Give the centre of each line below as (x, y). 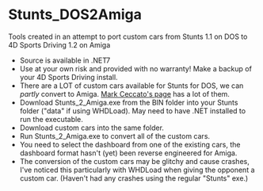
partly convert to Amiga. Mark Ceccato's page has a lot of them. (124, 94)
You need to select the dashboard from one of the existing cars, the (130, 144)
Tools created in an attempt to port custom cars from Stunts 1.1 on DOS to (128, 36)
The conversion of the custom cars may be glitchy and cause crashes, (134, 161)
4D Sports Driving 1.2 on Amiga (59, 44)
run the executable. (51, 119)
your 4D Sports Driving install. (69, 77)
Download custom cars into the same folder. (92, 128)
